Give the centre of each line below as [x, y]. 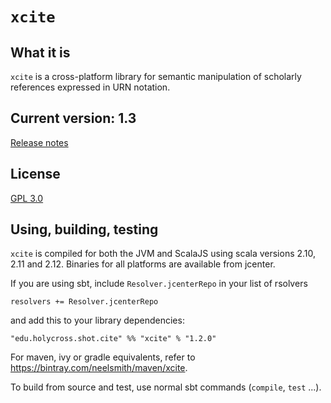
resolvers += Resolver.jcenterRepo [84, 302]
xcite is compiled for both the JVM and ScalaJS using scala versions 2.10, [163, 254]
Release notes [39, 142]
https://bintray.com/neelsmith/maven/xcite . [99, 368]
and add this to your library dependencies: [97, 320]
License [35, 174]
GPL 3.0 [27, 198]
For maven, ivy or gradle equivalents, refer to [103, 357]
